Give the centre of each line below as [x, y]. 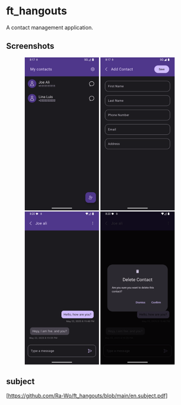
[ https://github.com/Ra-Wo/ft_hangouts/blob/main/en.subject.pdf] [87, 396]
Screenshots [30, 46]
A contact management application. [50, 27]
